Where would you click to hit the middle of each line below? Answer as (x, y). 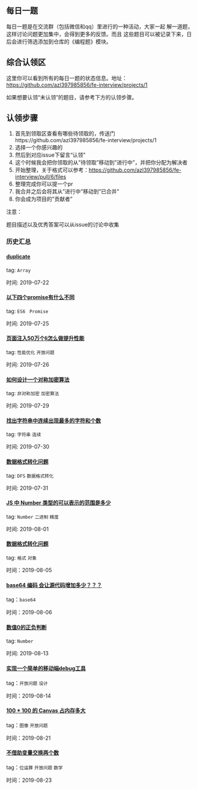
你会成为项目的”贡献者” (44, 199)
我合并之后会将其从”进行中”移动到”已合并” (67, 192)
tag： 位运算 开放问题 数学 (35, 767)
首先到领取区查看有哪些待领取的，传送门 (65, 134)
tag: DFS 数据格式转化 (30, 475)
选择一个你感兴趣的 (39, 148)
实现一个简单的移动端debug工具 (46, 668)
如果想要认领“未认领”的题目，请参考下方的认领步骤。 (72, 97)
